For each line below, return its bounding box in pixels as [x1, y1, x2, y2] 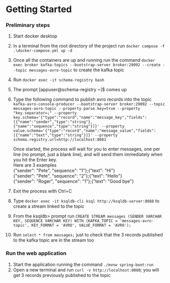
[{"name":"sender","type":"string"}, [13, 119, 93, 125]
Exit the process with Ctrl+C [13, 188, 72, 194]
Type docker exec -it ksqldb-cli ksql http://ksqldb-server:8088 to [13, 198, 160, 204]
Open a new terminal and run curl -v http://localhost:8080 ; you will [13, 267, 159, 273]
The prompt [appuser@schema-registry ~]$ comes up [13, 87, 127, 93]
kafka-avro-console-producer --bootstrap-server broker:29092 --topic [13, 102, 165, 107]
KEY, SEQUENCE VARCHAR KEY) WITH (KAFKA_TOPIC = [13, 219, 118, 224]
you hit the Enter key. [13, 157, 58, 163]
